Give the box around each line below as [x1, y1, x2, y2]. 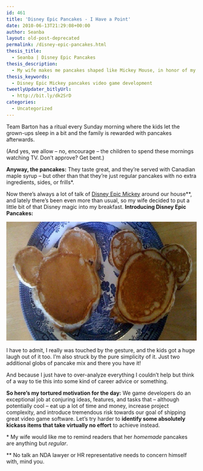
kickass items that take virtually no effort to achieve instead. [6, 421, 160, 429]
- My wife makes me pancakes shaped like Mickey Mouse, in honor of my [11, 67, 196, 73]
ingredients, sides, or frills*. [6, 179, 74, 186]
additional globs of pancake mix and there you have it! [6, 359, 141, 366]
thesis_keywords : [6, 73, 50, 80]
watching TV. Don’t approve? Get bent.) [6, 154, 105, 161]
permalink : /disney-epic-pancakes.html [6, 42, 107, 48]
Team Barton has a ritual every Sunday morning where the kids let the [6, 123, 180, 130]
